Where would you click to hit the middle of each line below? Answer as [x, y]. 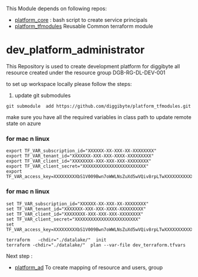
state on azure [24, 123]
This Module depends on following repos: [57, 9]
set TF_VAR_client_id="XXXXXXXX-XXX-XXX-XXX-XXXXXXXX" [75, 214]
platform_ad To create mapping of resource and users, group [89, 267]
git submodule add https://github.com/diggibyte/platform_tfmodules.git [99, 106]
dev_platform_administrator [75, 50]
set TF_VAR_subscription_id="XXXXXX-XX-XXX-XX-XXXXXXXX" [77, 204]
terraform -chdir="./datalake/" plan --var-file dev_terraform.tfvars [96, 245]
